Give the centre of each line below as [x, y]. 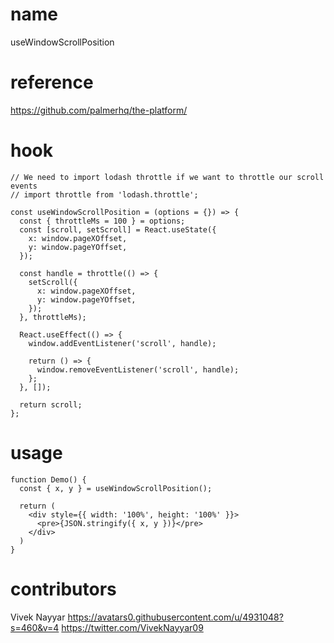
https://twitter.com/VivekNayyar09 [132, 627]
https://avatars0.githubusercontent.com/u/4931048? [175, 617]
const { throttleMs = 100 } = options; [102, 221]
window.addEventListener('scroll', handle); [122, 343]
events [24, 186]
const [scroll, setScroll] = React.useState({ [118, 229]
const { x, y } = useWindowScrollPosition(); [116, 488]
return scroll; [51, 404]
